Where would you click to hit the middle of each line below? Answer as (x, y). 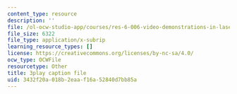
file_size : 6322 (31, 34)
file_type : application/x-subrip (56, 40)
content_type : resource (42, 14)
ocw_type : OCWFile (34, 60)
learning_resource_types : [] (50, 47)
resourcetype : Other (38, 66)
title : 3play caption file (47, 73)
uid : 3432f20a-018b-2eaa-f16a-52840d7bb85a (72, 80)
